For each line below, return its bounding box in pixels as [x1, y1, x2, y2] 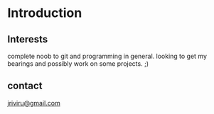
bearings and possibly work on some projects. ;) [7, 59, 149, 68]
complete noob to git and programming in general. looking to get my [7, 52, 208, 60]
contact [7, 80, 43, 92]
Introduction [7, 5, 82, 21]
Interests [7, 33, 48, 45]
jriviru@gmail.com [7, 98, 60, 107]
